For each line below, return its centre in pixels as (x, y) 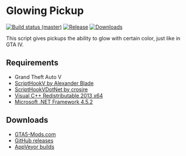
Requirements (32, 63)
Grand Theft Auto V (38, 77)
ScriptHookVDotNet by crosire (51, 89)
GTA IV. (15, 44)
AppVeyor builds (34, 147)
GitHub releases (34, 140)
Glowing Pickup (45, 11)
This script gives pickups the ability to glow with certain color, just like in (93, 38)
